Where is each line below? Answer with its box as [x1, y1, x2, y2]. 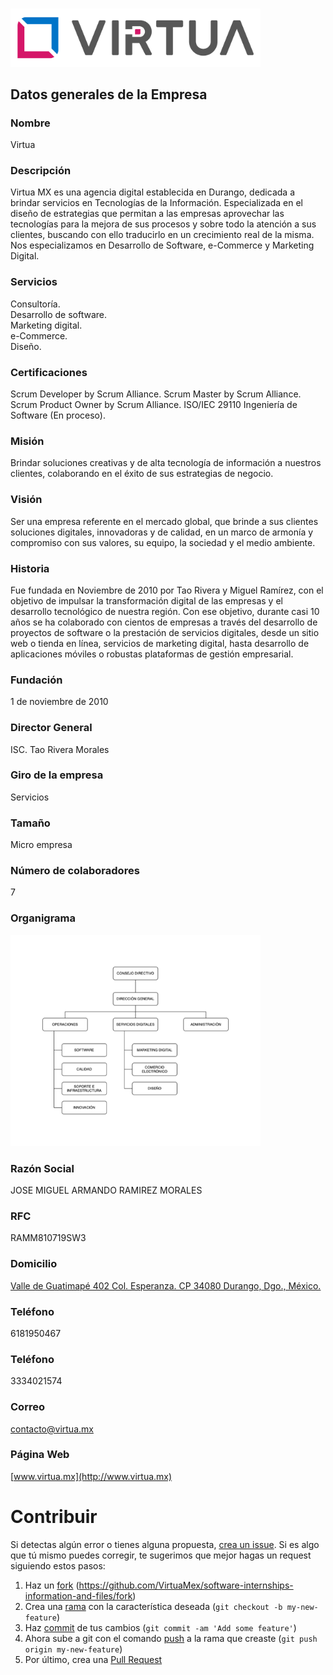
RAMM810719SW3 [10, 1232, 87, 1244]
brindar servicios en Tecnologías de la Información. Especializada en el [10, 197, 303, 209]
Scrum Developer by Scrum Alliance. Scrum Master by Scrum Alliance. [10, 388, 302, 400]
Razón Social [10, 1161, 75, 1175]
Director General [10, 721, 93, 735]
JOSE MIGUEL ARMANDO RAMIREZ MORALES [10, 1184, 203, 1197]
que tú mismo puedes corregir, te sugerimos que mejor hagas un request [10, 1549, 312, 1561]
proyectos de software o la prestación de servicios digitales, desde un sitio [10, 626, 320, 638]
